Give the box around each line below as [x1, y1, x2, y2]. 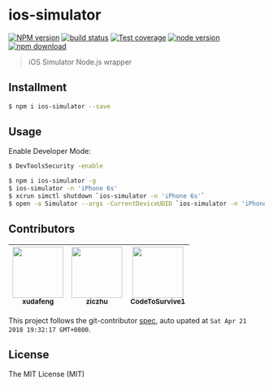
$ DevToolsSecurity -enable [8, 162, 104, 170]
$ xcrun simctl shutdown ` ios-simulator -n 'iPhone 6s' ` [8, 192, 206, 200]
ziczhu [85, 297, 108, 306]
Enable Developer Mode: [8, 147, 91, 156]
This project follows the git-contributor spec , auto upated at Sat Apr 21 [8, 315, 247, 325]
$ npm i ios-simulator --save [8, 102, 111, 111]
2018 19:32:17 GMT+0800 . [8, 324, 91, 334]
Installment [8, 81, 67, 94]
